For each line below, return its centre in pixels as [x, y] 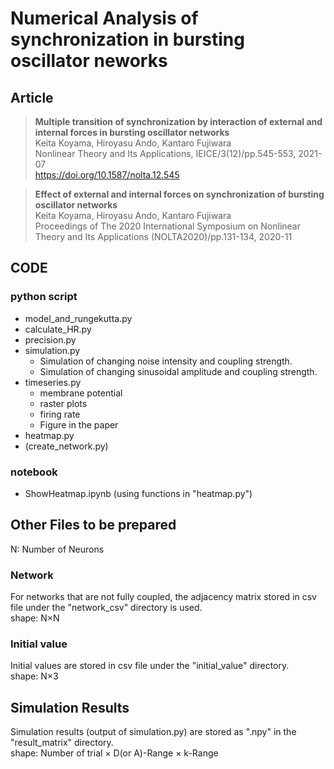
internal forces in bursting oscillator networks [132, 132]
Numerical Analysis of [104, 18]
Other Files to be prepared [93, 525]
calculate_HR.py [58, 329]
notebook [34, 472]
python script [44, 297]
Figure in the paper [79, 424]
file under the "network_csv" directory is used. [106, 608]
